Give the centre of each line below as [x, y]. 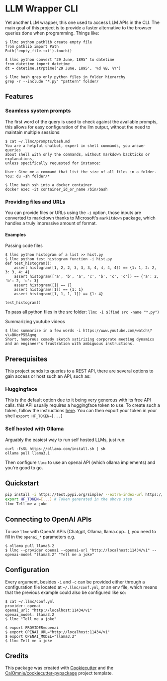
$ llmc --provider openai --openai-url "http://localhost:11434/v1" [78, 550]
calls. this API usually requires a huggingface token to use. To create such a [83, 405]
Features [19, 97]
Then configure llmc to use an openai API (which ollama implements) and [80, 462]
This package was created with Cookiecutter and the [59, 668]
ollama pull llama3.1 [28, 453]
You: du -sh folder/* [28, 176]
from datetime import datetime [38, 64]
